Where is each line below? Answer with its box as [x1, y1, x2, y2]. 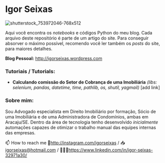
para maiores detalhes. [5, 45, 52, 51]
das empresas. [5, 129, 36, 135]
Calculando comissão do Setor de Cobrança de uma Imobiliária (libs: [12, 79, 157, 85]
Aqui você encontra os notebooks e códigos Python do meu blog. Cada [5, 29, 152, 35]
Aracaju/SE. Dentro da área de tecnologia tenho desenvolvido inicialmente [5, 119, 158, 125]
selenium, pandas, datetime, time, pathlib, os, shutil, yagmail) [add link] [12, 84, 160, 90]
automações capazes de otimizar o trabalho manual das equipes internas [5, 124, 156, 130]
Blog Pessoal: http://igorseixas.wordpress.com [5, 55, 102, 61]
